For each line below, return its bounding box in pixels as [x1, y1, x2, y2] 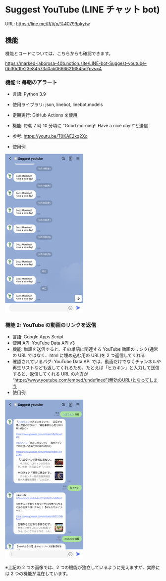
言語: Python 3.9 [12, 91, 46, 97]
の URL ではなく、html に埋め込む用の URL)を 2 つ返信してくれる [12, 352, 145, 359]
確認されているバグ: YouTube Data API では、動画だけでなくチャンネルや [12, 359, 161, 365]
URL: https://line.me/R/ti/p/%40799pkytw [5, 20, 90, 27]
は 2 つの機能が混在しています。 [5, 571, 71, 577]
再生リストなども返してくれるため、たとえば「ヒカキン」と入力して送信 [12, 365, 160, 371]
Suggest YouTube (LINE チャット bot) [5, 4, 160, 15]
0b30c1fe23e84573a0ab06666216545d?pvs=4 [5, 65, 102, 71]
